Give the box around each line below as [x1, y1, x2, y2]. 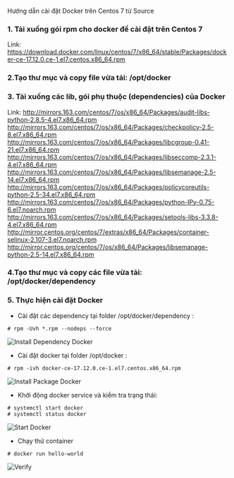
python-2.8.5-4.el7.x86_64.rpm [7, 115, 97, 123]
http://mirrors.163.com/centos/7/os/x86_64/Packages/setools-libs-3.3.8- [7, 212, 218, 221]
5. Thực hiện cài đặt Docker [7, 295, 104, 305]
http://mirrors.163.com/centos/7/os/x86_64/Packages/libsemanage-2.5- [7, 168, 216, 176]
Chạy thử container [17, 436, 74, 445]
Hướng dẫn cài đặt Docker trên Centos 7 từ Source [7, 7, 154, 15]
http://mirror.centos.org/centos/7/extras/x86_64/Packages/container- [7, 228, 210, 236]
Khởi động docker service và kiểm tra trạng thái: [17, 391, 158, 399]
